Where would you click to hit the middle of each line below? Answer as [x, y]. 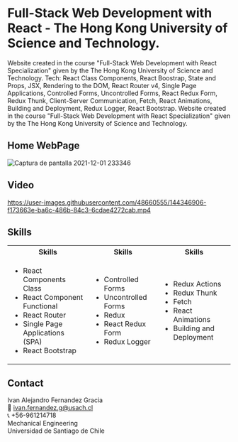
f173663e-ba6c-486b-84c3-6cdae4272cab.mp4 [79, 210]
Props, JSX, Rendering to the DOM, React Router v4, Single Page [102, 85]
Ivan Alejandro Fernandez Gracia [55, 400]
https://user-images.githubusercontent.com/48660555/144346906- [107, 202]
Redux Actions [197, 284]
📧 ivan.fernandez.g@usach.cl [50, 408]
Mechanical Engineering [42, 424]
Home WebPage [44, 146]
